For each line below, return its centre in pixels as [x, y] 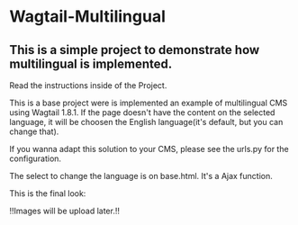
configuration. [35, 158]
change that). [34, 131]
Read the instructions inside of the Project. [88, 85]
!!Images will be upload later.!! [64, 211]
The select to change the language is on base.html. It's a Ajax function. [141, 176]
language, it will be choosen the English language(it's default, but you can [146, 122]
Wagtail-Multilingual [88, 17]
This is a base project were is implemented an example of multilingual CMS [149, 103]
